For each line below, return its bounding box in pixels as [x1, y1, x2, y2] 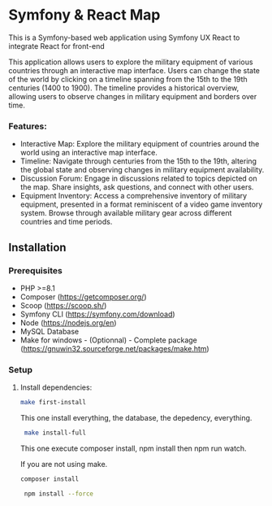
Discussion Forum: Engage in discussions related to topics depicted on [19, 173, 257, 184]
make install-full [24, 429, 87, 437]
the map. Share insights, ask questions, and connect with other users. [19, 182, 254, 192]
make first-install [19, 399, 87, 407]
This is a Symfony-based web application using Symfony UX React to [8, 33, 240, 42]
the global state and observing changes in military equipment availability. [19, 165, 265, 175]
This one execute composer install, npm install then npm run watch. [19, 443, 247, 453]
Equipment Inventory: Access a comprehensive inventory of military [19, 191, 248, 201]
